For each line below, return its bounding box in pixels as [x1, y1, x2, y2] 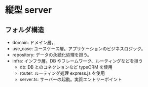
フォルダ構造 [5, 26, 44, 34]
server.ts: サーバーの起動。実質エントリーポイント [19, 77, 122, 82]
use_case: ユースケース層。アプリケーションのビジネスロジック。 [12, 46, 146, 52]
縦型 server [5, 4, 52, 16]
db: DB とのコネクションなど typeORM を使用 [19, 64, 112, 70]
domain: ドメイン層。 [12, 40, 56, 45]
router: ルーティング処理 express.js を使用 [19, 70, 105, 76]
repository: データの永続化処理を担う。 [12, 52, 92, 58]
